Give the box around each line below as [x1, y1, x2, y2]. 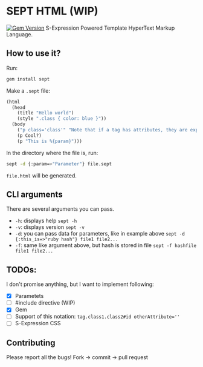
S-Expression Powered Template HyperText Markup [45, 24, 175, 31]
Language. [6, 30, 33, 38]
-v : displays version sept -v [14, 223, 85, 231]
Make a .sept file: [6, 87, 50, 94]
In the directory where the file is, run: [6, 149, 98, 156]
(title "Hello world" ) [17, 110, 74, 116]
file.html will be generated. [6, 171, 77, 179]
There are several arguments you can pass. [6, 205, 115, 213]
